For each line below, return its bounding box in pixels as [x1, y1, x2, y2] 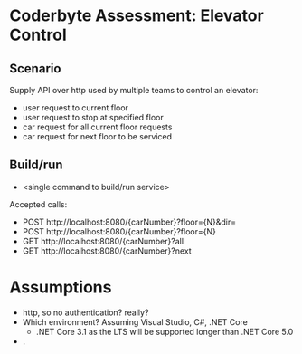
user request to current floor [22, 102, 129, 113]
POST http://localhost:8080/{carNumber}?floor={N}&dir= [22, 216, 237, 227]
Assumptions [9, 277, 112, 297]
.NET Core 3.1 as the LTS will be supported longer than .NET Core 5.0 [35, 326, 294, 337]
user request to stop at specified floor [22, 112, 165, 122]
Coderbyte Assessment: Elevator [9, 5, 264, 26]
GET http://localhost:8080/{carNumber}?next [22, 245, 192, 256]
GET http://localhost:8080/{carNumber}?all [22, 235, 184, 246]
